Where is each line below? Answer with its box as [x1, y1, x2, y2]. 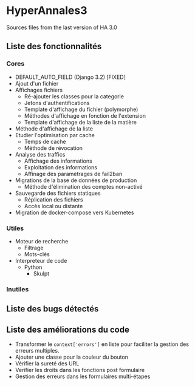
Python [24, 263, 43, 271]
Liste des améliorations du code [6, 324, 129, 334]
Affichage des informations [24, 157, 92, 164]
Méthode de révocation [24, 144, 83, 152]
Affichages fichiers [15, 86, 63, 93]
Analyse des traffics [15, 151, 66, 158]
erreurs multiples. [15, 347, 60, 354]
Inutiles [6, 285, 29, 293]
